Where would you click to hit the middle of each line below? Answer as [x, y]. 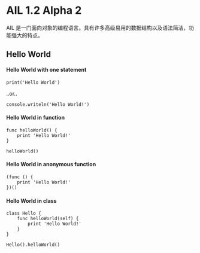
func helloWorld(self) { [48, 219]
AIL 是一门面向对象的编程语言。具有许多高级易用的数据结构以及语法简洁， [98, 28]
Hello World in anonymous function [51, 164]
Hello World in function [35, 118]
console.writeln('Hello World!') [48, 104]
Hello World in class [31, 200]
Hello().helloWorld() [33, 245]
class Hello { [24, 214]
